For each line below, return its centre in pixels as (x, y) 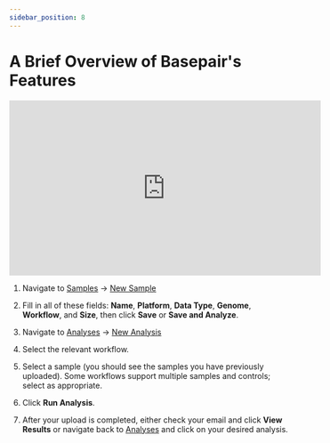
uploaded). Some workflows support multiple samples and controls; (146, 375)
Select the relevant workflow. (75, 349)
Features (43, 80)
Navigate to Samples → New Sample (89, 288)
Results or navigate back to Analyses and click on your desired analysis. (155, 429)
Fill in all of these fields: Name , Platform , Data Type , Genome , (137, 305)
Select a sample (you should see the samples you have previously (143, 366)
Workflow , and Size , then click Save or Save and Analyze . (130, 314)
